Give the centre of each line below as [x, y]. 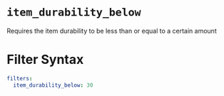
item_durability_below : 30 [53, 85]
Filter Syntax [45, 60]
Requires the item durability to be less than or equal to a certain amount [112, 31]
